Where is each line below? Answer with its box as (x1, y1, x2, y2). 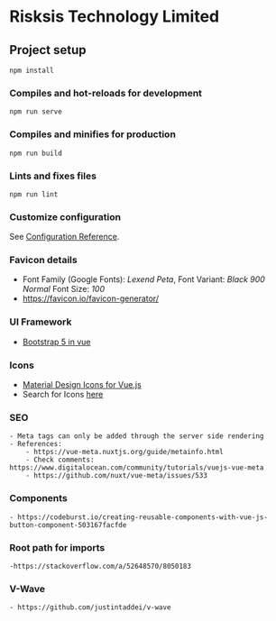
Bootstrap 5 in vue (22, 336, 91, 347)
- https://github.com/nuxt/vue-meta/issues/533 (25, 471, 207, 480)
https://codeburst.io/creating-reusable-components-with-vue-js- (17, 512, 269, 522)
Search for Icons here (22, 389, 104, 400)
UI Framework (9, 315, 72, 328)
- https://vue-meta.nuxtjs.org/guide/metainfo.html (25, 448, 224, 457)
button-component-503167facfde (9, 520, 127, 529)
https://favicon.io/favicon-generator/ (22, 293, 160, 304)
